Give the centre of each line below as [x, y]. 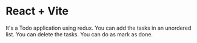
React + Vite [37, 11]
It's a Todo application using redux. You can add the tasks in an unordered [98, 28]
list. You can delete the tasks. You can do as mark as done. [79, 34]
